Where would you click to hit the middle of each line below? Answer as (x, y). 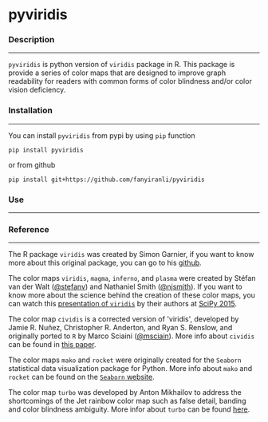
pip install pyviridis (46, 150)
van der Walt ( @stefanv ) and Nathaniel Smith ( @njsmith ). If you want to (125, 287)
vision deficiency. (37, 90)
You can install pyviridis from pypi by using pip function (102, 135)
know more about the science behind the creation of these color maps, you (132, 295)
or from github (32, 164)
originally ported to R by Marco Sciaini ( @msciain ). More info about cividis (132, 336)
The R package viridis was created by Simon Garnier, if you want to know (131, 254)
